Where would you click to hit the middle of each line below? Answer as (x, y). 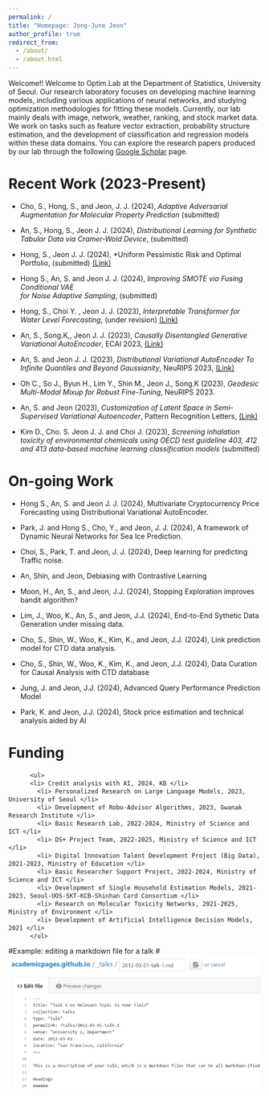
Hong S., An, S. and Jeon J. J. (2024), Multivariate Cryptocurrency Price (139, 503)
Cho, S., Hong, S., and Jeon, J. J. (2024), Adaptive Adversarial (124, 206)
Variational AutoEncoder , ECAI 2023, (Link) (92, 344)
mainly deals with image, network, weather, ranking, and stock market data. (133, 117)
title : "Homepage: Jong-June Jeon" (68, 25)
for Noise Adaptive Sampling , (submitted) (89, 295)
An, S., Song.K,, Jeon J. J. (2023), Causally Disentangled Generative (133, 335)
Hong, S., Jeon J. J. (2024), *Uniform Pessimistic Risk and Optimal (130, 254)
